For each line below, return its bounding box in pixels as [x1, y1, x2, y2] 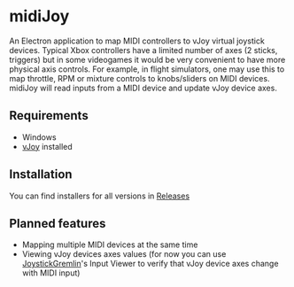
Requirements [9, 108, 89, 123]
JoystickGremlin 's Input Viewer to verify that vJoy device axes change [21, 259, 279, 269]
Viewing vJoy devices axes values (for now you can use [21, 249, 227, 260]
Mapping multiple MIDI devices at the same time [21, 239, 198, 250]
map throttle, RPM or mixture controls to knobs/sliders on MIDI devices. [9, 73, 270, 83]
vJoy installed [21, 141, 73, 151]
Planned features [9, 215, 106, 231]
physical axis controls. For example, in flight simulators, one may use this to [9, 64, 285, 74]
